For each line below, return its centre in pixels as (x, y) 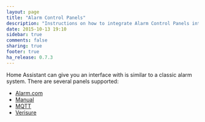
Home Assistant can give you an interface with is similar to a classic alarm (99, 74)
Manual (25, 99)
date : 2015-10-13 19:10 (37, 29)
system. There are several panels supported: (63, 81)
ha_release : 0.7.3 (30, 57)
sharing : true (24, 46)
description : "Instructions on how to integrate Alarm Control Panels (98, 23)
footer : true (23, 52)
